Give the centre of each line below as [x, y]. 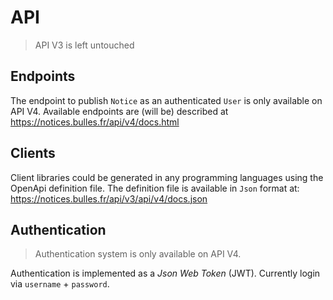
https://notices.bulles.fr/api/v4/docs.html [95, 122]
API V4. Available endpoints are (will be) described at [119, 111]
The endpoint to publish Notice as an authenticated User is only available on [166, 100]
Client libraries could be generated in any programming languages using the [167, 177]
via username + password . [60, 284]
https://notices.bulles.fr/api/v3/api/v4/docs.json [109, 198]
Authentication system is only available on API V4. [138, 254]
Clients [33, 153]
